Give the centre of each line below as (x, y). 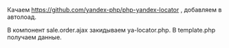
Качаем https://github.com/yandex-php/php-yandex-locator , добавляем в (115, 10)
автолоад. (22, 17)
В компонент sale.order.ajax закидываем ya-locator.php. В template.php (111, 30)
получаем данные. (34, 37)
